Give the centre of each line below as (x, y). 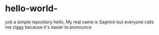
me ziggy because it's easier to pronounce (48, 27)
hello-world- (32, 9)
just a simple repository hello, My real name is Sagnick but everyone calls (79, 22)
